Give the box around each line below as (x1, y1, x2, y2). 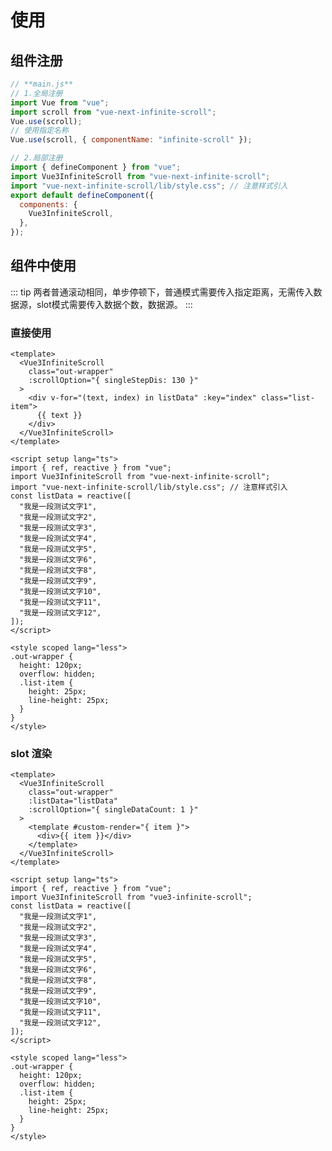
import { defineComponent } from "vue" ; (10, 162, 182, 172)
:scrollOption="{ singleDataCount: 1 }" (28, 805, 199, 815)
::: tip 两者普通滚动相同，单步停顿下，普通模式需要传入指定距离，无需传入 (10, 286, 314, 298)
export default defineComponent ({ (10, 190, 155, 200)
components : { (19, 199, 78, 210)
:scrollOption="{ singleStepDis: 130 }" (28, 376, 199, 386)
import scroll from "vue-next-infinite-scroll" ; (10, 107, 217, 117)
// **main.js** (10, 79, 74, 89)
